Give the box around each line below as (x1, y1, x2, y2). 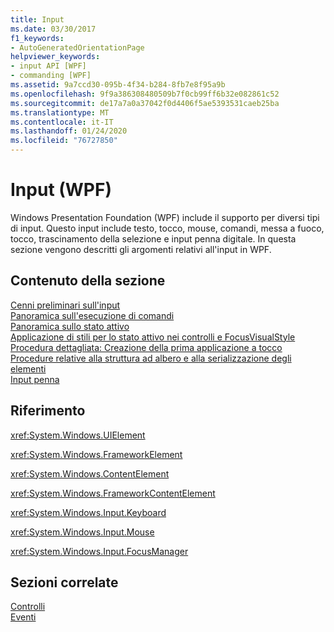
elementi (10, 362, 47, 375)
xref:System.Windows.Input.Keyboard (10, 506, 167, 518)
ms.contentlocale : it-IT (10, 117, 114, 127)
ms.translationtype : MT (10, 107, 110, 118)
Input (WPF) (10, 179, 112, 201)
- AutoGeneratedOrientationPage (10, 42, 145, 53)
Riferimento (10, 402, 86, 420)
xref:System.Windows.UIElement (10, 429, 146, 441)
